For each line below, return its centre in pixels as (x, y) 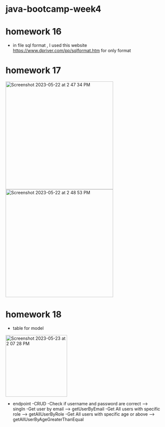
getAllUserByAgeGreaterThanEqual (48, 419)
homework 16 (34, 32)
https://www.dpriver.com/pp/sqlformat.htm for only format (72, 51)
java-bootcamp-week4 (54, 9)
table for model (28, 328)
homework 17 (33, 71)
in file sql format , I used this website (50, 45)
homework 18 (34, 315)
